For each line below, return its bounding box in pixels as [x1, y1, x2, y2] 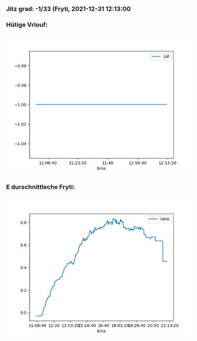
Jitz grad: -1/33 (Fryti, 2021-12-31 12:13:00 [6, 5, 131, 13]
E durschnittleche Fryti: [6, 183, 75, 191]
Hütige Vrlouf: [6, 20, 48, 28]
